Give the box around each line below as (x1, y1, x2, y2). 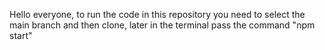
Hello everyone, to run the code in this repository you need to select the (9, 9, 306, 20)
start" (9, 30, 33, 41)
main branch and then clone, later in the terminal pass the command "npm (9, 19, 316, 31)
